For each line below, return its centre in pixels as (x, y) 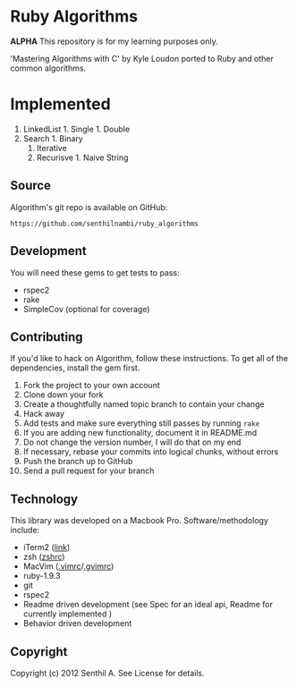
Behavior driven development (77, 623)
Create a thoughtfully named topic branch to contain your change (144, 404)
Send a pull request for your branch (89, 471)
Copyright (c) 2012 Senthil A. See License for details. (107, 673)
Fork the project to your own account (91, 386)
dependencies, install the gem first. (75, 368)
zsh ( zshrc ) (44, 557)
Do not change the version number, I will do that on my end (132, 442)
